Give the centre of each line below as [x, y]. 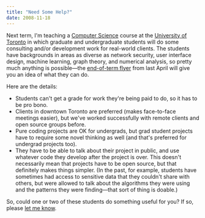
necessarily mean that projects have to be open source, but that [96, 163]
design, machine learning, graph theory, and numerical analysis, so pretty [99, 61]
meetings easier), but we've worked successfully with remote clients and [107, 118]
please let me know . [32, 208]
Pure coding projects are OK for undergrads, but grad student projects [104, 131]
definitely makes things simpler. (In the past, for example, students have [106, 170]
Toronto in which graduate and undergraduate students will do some [93, 42]
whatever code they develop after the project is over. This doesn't [98, 157]
